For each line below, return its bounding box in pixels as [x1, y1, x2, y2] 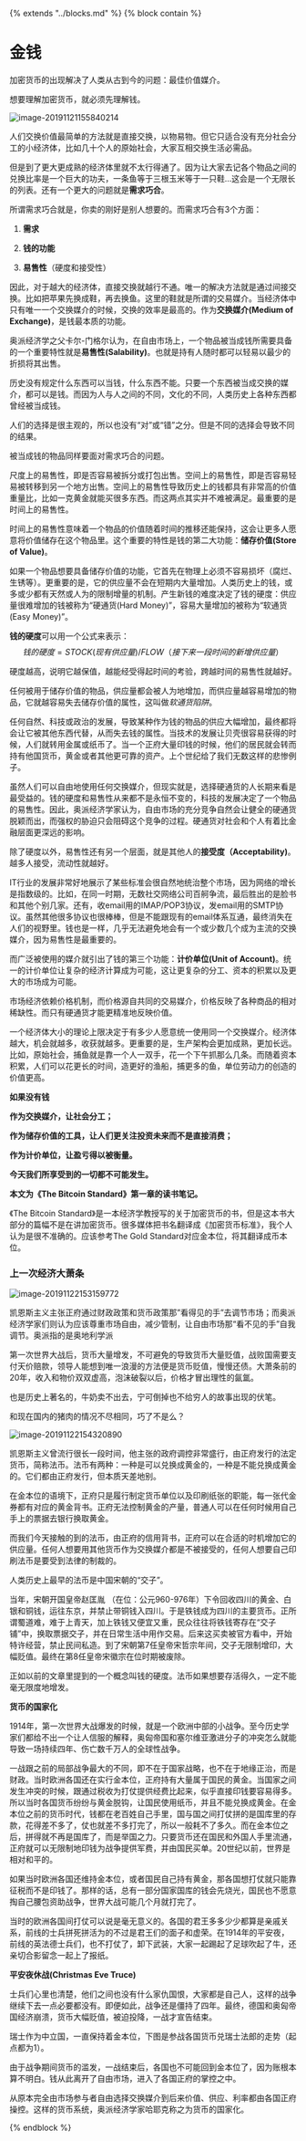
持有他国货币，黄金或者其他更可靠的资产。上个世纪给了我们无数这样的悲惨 [9, 750, 289, 761]
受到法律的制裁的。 [48, 1555, 121, 1566]
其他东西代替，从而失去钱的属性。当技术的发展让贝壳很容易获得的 [40, 727, 289, 738]
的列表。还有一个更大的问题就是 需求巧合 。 [9, 184, 169, 195]
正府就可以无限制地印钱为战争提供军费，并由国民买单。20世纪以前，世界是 [9, 1843, 291, 1854]
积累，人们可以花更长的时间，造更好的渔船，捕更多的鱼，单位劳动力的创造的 [9, 1060, 297, 1071]
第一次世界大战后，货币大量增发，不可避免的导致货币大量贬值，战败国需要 [9, 1350, 289, 1361]
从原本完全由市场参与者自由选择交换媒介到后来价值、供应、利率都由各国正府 [9, 2093, 297, 2104]
